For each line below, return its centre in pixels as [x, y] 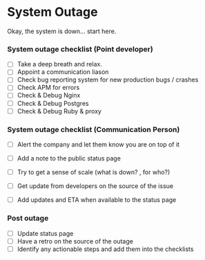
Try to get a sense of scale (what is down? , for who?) [94, 172]
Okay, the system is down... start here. [62, 31]
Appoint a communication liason [63, 72]
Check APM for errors [48, 88]
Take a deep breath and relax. [59, 64]
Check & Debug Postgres [53, 103]
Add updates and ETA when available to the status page [97, 200]
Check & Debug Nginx [49, 95]
